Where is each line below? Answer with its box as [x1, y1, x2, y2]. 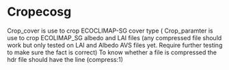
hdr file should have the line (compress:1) [7, 55, 124, 63]
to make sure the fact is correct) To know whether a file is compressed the [7, 48, 217, 56]
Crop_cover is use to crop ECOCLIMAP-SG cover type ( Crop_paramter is [7, 27, 213, 35]
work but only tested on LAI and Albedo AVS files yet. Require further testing [7, 41, 223, 49]
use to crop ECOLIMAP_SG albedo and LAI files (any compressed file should [7, 33, 222, 41]
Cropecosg [7, 4, 72, 20]
